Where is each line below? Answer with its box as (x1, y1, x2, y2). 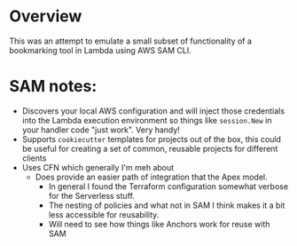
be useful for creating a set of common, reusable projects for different (21, 143, 278, 154)
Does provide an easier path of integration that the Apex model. (35, 171, 268, 182)
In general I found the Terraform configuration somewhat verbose (48, 180, 289, 192)
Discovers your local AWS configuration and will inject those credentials (21, 105, 285, 116)
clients (21, 153, 47, 163)
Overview (9, 6, 82, 27)
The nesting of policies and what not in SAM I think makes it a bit (48, 200, 285, 210)
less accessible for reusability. (48, 209, 160, 219)
